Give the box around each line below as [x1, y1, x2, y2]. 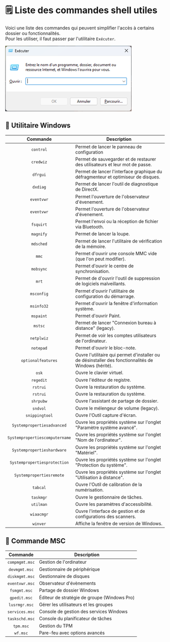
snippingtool [25, 413, 53, 418]
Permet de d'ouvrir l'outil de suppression [75, 276, 160, 282]
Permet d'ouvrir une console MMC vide [75, 250, 157, 256]
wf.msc [14, 630, 28, 636]
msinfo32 [30, 304, 49, 309]
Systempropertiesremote [14, 473, 64, 478]
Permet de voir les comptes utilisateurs [75, 332, 157, 339]
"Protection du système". [75, 462, 127, 468]
